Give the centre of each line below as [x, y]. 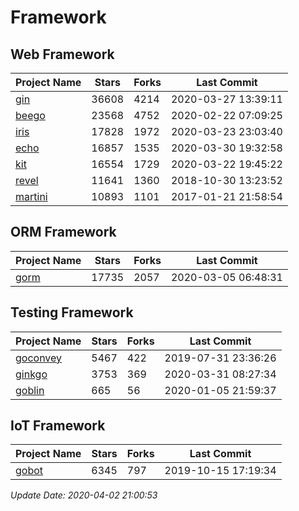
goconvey [39, 358]
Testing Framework [72, 312]
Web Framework [62, 54]
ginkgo [31, 374]
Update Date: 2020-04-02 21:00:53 [84, 495]
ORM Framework [63, 232]
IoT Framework [58, 426]
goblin [30, 390]
